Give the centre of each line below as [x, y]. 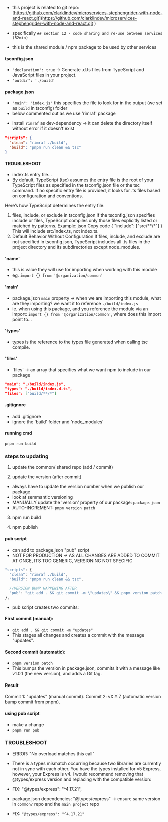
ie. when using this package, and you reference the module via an [80, 309]
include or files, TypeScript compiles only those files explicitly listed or [85, 221]
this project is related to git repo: [46, 7]
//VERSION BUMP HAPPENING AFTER [43, 588]
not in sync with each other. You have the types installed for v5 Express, [87, 769]
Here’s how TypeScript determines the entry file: [55, 206]
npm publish [25, 527]
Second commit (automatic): [35, 652]
